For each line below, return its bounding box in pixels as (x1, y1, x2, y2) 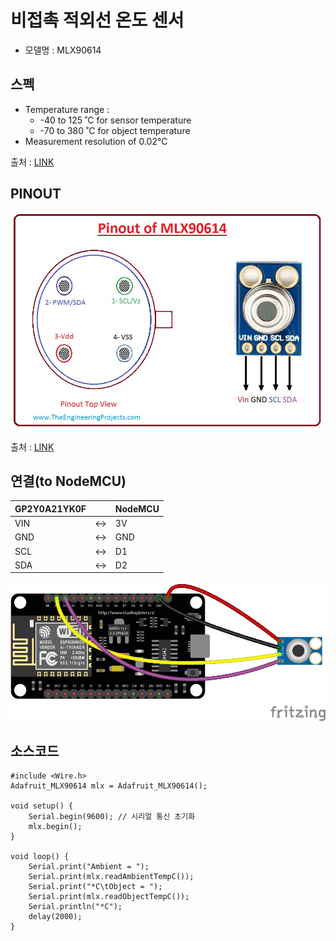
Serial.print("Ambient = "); (28, 862, 150, 872)
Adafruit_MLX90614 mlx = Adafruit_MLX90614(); (10, 781, 208, 791)
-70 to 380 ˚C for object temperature (39, 124, 191, 136)
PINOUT (10, 186, 62, 203)
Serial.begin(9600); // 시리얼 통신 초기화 (28, 812, 196, 822)
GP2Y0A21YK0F (14, 502, 87, 515)
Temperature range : (24, 103, 110, 115)
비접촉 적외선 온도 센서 (10, 9, 185, 32)
